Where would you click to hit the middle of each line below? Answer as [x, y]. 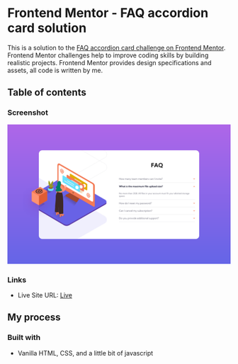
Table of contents [47, 92]
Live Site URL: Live [45, 295]
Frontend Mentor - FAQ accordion [108, 13]
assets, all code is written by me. [55, 70]
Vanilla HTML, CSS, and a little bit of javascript [85, 353]
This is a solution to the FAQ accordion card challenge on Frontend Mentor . [117, 47]
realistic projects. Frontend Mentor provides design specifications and [109, 62]
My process [34, 318]
